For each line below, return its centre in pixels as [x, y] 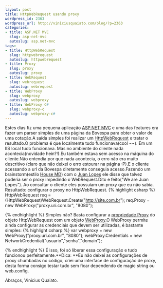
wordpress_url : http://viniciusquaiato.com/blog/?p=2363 [64, 23]
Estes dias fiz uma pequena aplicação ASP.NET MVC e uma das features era [82, 128]
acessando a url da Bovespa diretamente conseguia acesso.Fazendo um [78, 169]
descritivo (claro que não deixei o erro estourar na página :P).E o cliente [77, 164]
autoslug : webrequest [31, 86]
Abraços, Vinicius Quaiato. [32, 280]
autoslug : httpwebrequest [36, 59]
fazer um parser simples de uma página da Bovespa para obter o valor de [79, 133]
